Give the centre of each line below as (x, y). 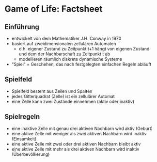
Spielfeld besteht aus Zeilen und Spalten (52, 91)
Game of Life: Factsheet (54, 9)
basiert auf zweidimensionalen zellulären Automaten (64, 44)
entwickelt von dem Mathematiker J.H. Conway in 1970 (66, 38)
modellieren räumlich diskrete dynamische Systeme (70, 59)
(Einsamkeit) (24, 139)
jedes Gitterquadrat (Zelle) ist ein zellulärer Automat (63, 96)
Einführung (22, 27)
